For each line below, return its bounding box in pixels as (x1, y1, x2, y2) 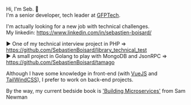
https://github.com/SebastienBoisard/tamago (6, 59, 115, 66)
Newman (6, 93, 28, 100)
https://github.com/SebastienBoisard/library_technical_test (6, 46, 147, 53)
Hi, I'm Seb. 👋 (6, 6, 39, 12)
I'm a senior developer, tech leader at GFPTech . (6, 12, 121, 19)
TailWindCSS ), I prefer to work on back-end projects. (6, 76, 134, 83)
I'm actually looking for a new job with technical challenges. (6, 23, 150, 30)
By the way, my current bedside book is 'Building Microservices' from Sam (6, 88, 186, 94)
